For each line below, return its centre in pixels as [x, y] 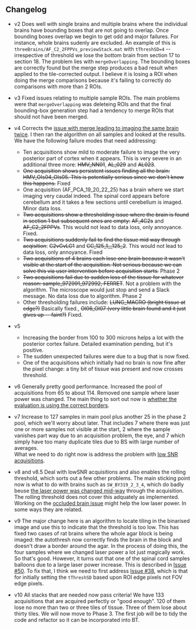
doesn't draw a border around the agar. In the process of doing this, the [101, 546]
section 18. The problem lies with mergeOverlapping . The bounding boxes [102, 61]
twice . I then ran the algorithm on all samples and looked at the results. [100, 134]
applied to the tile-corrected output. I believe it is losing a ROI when [96, 74]
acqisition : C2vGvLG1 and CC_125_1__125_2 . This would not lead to [103, 246]
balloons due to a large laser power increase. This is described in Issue [100, 564]
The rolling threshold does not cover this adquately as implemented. [97, 496]
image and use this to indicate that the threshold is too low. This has [96, 527]
